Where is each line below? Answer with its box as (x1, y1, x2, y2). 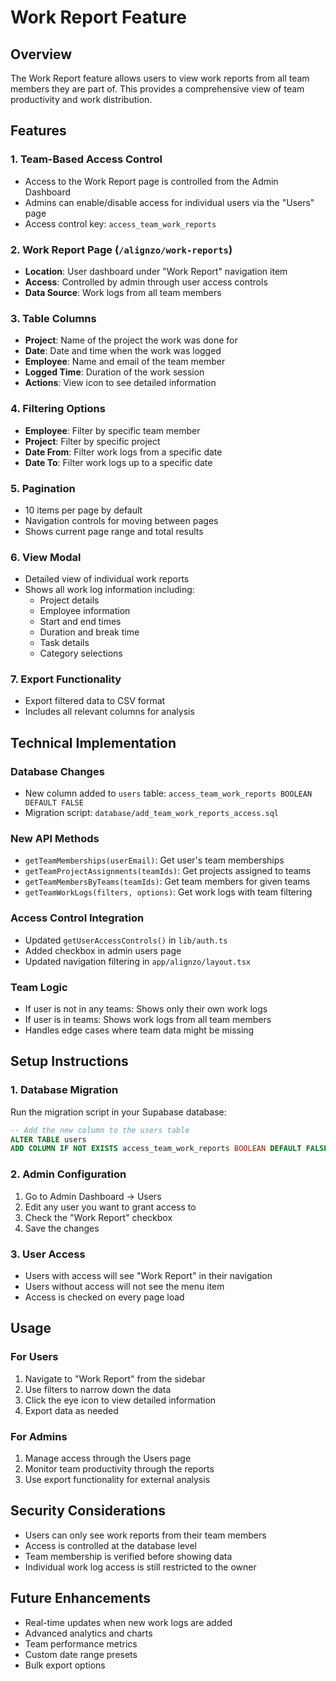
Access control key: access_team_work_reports (24, 217, 217, 230)
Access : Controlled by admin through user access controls (24, 276, 268, 288)
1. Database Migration (10, 1083, 119, 1097)
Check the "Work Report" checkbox (24, 1211, 173, 1223)
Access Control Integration (10, 911, 145, 925)
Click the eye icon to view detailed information (24, 1394, 217, 1406)
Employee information (39, 605, 131, 617)
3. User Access (10, 1247, 86, 1261)
